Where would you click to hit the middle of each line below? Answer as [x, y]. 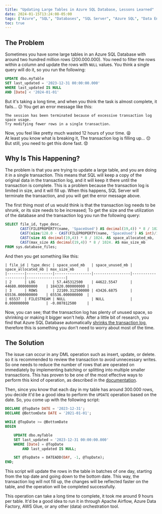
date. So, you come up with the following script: [52, 400]
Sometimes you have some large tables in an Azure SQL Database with [75, 54]
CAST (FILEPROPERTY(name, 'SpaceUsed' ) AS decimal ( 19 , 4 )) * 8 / [85, 229]
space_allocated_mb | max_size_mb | [47, 269]
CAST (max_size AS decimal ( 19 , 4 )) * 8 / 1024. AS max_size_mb [83, 242]
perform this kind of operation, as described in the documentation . [71, 380]
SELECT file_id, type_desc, [33, 224]
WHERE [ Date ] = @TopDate [39, 444]
